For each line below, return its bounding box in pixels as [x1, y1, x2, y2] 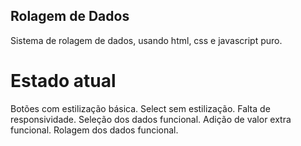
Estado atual [10, 70, 117, 92]
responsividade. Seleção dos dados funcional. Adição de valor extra [10, 113, 292, 125]
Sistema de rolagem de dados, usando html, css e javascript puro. [10, 34, 283, 46]
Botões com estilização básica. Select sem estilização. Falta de [10, 102, 271, 114]
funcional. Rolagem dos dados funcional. [10, 124, 179, 136]
